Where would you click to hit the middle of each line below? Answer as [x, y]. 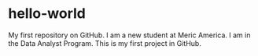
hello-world [47, 14]
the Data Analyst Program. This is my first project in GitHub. [105, 43]
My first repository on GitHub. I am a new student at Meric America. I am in [129, 35]
